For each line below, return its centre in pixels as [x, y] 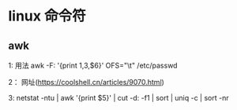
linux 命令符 [47, 16]
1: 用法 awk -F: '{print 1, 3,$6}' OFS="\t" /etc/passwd [93, 65]
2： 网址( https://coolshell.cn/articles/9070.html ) [86, 82]
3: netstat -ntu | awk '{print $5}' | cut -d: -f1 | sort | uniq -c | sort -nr [118, 98]
